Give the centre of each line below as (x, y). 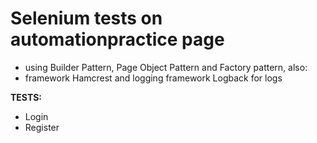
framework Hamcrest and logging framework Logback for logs (153, 78)
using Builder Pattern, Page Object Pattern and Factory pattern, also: (166, 67)
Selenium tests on (86, 18)
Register (42, 127)
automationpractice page (117, 39)
